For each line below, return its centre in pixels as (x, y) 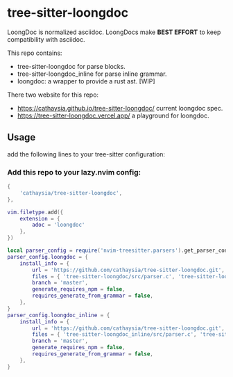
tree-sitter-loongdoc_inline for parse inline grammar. (92, 74)
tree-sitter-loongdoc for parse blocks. (71, 66)
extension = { (40, 218)
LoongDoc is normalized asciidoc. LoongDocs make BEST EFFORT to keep (114, 32)
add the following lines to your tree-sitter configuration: (86, 154)
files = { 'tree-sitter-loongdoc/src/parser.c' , (104, 276)
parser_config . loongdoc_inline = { (59, 315)
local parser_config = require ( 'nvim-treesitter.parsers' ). (96, 251)
